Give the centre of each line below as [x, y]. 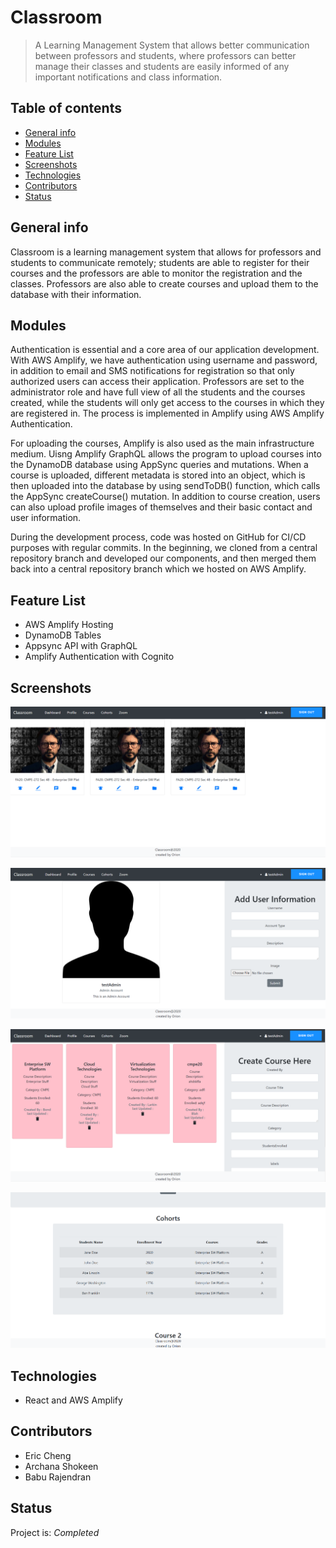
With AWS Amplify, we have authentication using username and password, [164, 360]
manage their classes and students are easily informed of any [162, 66]
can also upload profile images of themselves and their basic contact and [161, 507]
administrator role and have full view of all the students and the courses [158, 392]
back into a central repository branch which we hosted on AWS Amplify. [158, 569]
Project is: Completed [55, 1532]
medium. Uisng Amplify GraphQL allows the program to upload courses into [166, 454]
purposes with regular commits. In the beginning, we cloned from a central [164, 548]
